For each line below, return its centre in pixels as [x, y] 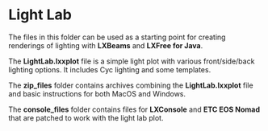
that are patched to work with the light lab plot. [86, 117]
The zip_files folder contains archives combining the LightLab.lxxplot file [131, 85]
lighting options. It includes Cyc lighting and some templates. [110, 69]
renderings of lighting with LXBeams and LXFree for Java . [106, 45]
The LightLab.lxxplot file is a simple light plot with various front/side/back [132, 61]
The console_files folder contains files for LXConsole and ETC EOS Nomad [134, 109]
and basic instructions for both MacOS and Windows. [97, 93]
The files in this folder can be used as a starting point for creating [117, 37]
